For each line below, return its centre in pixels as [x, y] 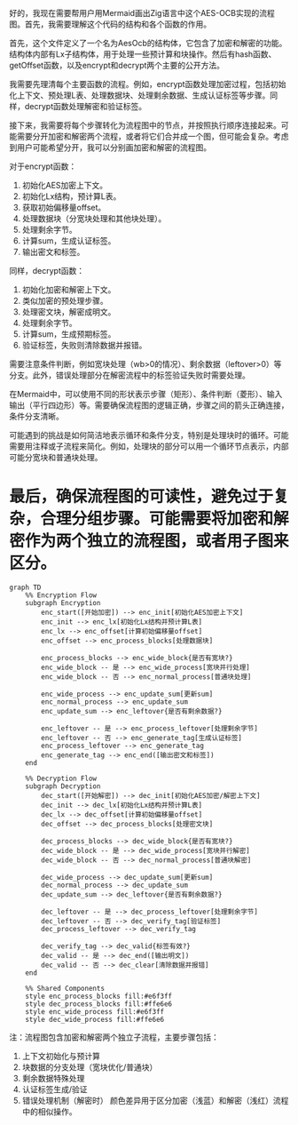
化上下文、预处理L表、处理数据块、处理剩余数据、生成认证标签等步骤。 [140, 95]
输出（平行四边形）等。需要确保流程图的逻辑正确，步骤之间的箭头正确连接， [149, 405]
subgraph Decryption [63, 786]
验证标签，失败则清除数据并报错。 [84, 345]
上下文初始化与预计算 [61, 1056]
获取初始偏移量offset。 [64, 207]
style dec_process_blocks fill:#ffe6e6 [99, 1004]
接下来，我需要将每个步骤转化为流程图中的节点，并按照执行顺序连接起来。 [145, 125]
